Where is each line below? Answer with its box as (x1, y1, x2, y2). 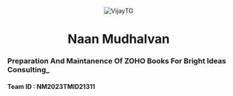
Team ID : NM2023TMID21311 (7, 82, 95, 90)
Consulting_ (7, 65, 50, 75)
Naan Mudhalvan (67, 32, 170, 47)
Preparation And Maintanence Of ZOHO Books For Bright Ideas (7, 56, 227, 66)
